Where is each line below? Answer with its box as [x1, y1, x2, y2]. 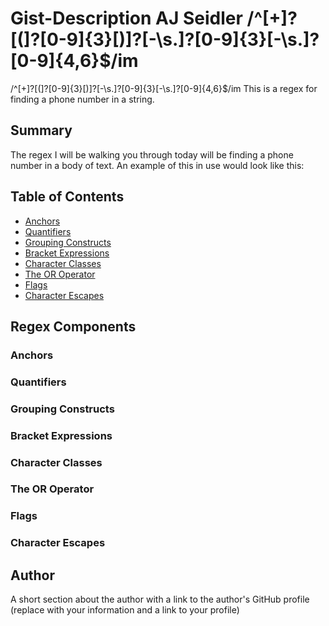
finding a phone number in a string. [10, 93, 155, 105]
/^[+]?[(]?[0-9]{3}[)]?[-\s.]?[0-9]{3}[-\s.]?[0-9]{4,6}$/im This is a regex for [10, 82, 318, 94]
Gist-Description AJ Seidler [10, 7, 243, 30]
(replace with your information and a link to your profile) [10, 604, 240, 616]
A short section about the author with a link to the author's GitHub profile [10, 593, 310, 606]
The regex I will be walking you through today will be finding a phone [10, 148, 294, 161]
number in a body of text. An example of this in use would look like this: [10, 159, 305, 171]
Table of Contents [10, 188, 125, 206]
